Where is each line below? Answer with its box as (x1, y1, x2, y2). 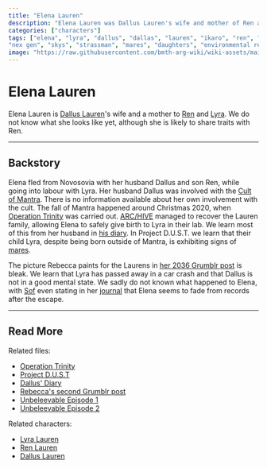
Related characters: (8, 419, 72, 428)
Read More (8, 325, 64, 338)
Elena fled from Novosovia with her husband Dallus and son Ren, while (8, 177, 240, 187)
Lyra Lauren (19, 434, 60, 443)
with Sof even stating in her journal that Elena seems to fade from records (8, 285, 250, 295)
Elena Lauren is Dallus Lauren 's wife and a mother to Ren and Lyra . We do (8, 109, 250, 118)
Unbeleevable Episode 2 (19, 403, 100, 413)
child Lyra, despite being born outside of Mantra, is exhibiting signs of (8, 236, 237, 246)
